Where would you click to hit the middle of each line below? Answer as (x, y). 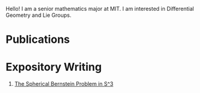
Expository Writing (54, 67)
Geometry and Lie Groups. (39, 15)
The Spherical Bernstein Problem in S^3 (64, 84)
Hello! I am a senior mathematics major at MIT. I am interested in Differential (100, 9)
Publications (38, 40)
